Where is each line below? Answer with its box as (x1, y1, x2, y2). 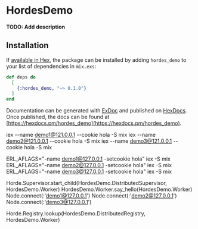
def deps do (6, 74, 36, 80)
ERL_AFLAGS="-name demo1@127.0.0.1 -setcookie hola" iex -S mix (6, 155, 171, 162)
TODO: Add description (6, 23, 66, 30)
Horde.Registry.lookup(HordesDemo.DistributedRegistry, (6, 210, 146, 217)
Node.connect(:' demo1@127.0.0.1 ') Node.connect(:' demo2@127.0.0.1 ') (6, 192, 177, 199)
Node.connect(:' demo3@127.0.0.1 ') (6, 199, 92, 206)
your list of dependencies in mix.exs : (6, 62, 97, 70)
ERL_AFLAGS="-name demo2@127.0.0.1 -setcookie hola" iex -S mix (6, 162, 172, 169)
